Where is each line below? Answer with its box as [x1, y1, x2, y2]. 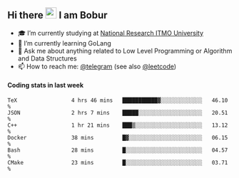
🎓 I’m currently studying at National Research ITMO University [17, 28, 203, 37]
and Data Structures [17, 54, 77, 63]
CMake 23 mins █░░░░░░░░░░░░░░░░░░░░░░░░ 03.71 [7, 159, 228, 167]
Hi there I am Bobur [7, 9, 108, 21]
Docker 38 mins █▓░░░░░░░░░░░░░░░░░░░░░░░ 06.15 [7, 135, 228, 142]
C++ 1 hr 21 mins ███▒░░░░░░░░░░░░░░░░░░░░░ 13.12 [7, 122, 228, 129]
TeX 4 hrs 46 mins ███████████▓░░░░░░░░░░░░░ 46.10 [7, 97, 228, 104]
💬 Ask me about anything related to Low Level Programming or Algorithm [17, 46, 233, 55]
